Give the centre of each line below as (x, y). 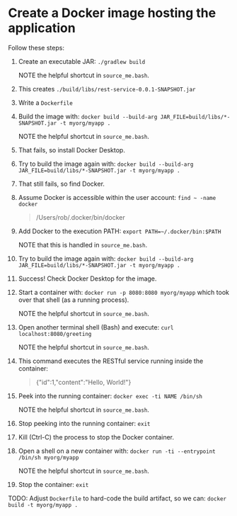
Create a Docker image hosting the (112, 13)
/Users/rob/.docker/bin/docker (81, 217)
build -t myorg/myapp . (43, 505)
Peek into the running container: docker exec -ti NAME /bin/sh (110, 396)
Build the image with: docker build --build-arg (88, 116)
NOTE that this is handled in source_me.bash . (83, 245)
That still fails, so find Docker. (62, 184)
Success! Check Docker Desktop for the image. (87, 279)
